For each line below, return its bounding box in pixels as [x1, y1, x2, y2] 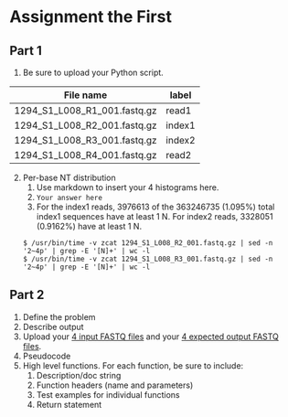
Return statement [36, 399, 102, 410]
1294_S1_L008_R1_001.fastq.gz [14, 104, 157, 116]
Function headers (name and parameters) [36, 380, 194, 390]
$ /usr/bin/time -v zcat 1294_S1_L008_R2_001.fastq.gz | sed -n [22, 239, 273, 248]
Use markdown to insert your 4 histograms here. [36, 182, 219, 193]
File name [63, 89, 108, 102]
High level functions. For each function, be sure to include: [22, 359, 244, 371]
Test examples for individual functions [36, 389, 180, 400]
